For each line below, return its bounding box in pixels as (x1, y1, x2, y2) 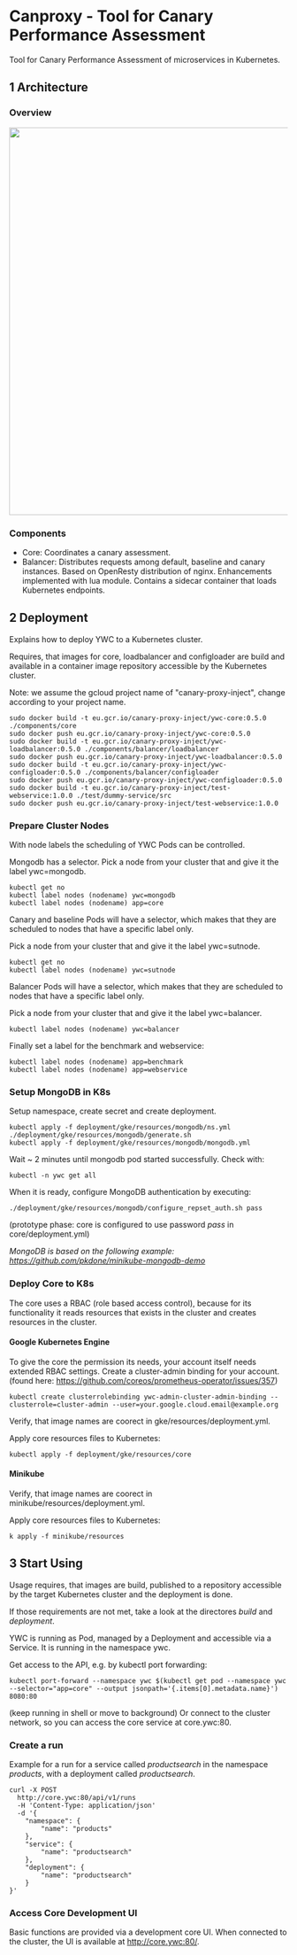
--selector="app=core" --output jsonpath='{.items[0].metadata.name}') (9, 1684, 278, 1693)
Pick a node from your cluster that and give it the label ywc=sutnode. (9, 941, 261, 951)
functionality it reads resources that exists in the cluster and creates (9, 1307, 257, 1317)
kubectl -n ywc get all (9, 1171, 97, 1180)
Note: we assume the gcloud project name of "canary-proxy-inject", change (9, 687, 286, 697)
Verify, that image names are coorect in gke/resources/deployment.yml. (9, 1416, 271, 1426)
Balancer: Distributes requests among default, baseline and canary (21, 556, 265, 567)
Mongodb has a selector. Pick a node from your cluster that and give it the (9, 857, 279, 867)
